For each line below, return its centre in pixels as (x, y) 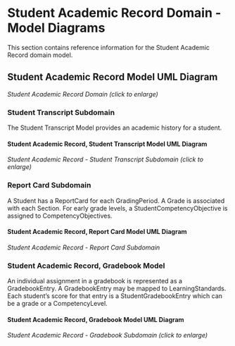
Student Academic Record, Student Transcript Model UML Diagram (107, 144)
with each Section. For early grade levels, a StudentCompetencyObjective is (118, 208)
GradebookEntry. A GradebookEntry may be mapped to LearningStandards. (117, 289)
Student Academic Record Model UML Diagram (113, 77)
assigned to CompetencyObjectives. (60, 216)
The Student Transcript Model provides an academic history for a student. (115, 128)
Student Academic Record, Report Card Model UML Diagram (97, 232)
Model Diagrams (56, 28)
